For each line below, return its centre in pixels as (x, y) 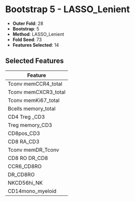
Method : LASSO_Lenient (38, 34)
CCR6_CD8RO (25, 166)
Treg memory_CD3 (30, 125)
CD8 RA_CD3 (24, 142)
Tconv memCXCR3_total (37, 92)
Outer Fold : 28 (28, 23)
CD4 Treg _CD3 (26, 117)
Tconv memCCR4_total (35, 84)
